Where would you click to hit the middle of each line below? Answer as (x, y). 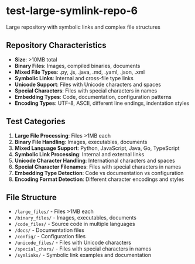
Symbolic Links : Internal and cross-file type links (74, 78)
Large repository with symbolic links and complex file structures (83, 27)
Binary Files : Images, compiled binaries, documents (77, 66)
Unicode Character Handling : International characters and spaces (95, 160)
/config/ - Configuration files (50, 236)
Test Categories (36, 121)
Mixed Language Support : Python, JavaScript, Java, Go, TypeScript (97, 148)
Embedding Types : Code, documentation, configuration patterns (93, 97)
